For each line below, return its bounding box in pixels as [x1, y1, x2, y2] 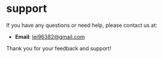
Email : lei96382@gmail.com [14, 33, 85, 40]
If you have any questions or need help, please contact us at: [6, 22, 158, 29]
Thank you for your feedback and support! [6, 44, 111, 52]
